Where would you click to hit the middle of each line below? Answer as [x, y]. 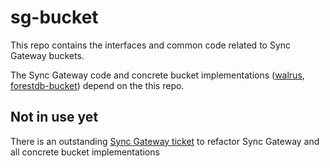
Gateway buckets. [47, 55]
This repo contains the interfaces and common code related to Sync [151, 45]
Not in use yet [54, 117]
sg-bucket [54, 17]
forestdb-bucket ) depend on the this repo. [97, 85]
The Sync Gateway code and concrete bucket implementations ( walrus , [157, 75]
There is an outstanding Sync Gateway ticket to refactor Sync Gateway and [165, 141]
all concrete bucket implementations [85, 152]
